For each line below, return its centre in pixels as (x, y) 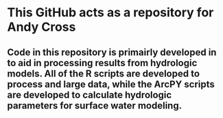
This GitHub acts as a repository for (110, 13)
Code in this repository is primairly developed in (112, 52)
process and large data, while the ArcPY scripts (111, 84)
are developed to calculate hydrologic (90, 94)
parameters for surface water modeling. (95, 105)
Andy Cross (42, 27)
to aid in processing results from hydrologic (102, 63)
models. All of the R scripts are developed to (104, 73)
